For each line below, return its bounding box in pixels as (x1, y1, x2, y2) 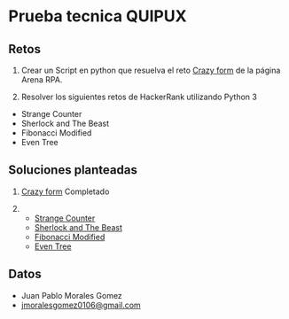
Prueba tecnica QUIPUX (8, 6, 187, 27)
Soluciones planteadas (8, 162, 138, 178)
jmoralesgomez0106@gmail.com (20, 300, 141, 310)
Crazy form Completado (20, 186, 110, 197)
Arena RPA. (20, 74, 63, 85)
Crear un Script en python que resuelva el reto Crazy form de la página (20, 65, 281, 75)
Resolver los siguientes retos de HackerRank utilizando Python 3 (20, 91, 258, 102)
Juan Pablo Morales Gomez (20, 290, 123, 300)
